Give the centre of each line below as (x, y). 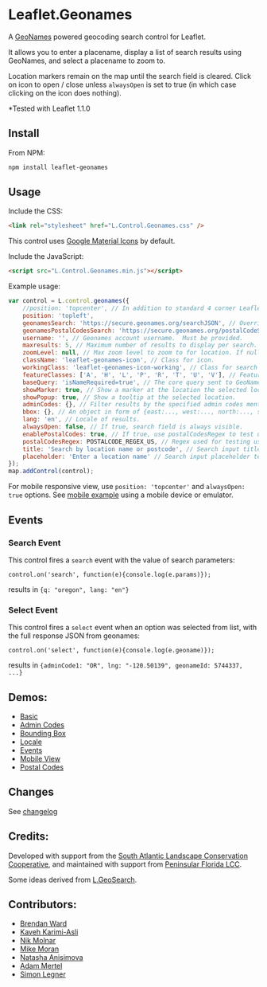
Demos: (28, 697)
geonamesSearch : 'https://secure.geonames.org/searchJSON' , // (130, 323)
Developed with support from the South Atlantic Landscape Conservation (128, 856)
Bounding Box (43, 733)
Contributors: (43, 905)
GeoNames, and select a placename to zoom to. (87, 61)
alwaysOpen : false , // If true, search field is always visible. (133, 427)
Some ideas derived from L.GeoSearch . (73, 879)
